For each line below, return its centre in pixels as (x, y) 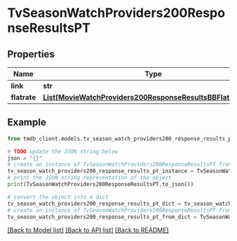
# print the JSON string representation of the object (90, 178)
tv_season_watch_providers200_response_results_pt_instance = (101, 171)
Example (27, 123)
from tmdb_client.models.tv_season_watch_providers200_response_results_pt (121, 139)
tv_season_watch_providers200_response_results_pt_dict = (94, 204)
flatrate (24, 97)
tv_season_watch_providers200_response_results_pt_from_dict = (102, 217)
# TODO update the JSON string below (63, 151)
